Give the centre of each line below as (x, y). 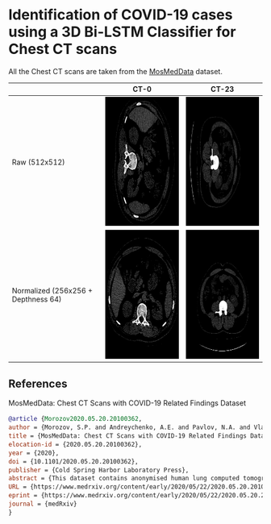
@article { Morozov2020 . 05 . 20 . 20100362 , (75, 419)
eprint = (23, 496)
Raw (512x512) (39, 162)
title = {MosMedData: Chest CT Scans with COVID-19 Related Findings (128, 436)
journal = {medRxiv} (43, 504)
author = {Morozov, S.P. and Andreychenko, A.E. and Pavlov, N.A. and (129, 428)
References (38, 383)
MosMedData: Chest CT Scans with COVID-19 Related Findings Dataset (127, 403)
